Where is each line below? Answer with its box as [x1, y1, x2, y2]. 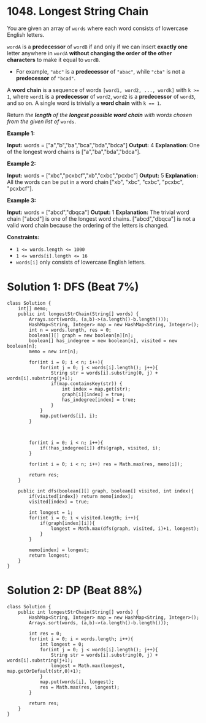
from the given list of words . [7, 118, 76, 125]
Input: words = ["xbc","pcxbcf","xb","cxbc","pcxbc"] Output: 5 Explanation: [7, 172, 199, 179]
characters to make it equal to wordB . [7, 56, 101, 63]
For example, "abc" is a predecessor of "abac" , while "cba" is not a [15, 67, 185, 75]
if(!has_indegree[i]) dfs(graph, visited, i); [39, 445, 161, 451]
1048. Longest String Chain [7, 4, 149, 18]
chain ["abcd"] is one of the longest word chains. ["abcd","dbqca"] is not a [7, 215, 196, 222]
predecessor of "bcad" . [15, 74, 76, 82]
